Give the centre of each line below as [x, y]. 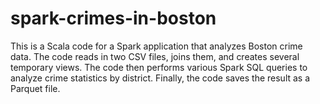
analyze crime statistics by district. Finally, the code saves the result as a [160, 78]
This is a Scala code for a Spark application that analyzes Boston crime [156, 46]
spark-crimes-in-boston [113, 18]
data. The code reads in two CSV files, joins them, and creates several [155, 56]
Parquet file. [35, 88]
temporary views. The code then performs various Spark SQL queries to [159, 67]
